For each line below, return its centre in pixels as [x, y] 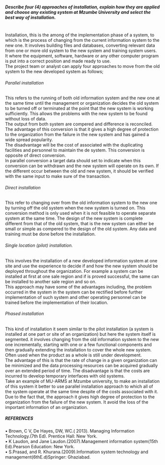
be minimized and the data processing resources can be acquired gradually [82, 365]
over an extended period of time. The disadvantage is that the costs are [78, 371]
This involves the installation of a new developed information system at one [81, 261]
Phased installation [25, 314]
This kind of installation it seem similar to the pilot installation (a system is [79, 329]
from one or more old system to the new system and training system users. [81, 50]
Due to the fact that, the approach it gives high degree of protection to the [80, 397]
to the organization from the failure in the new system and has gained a [77, 135]
